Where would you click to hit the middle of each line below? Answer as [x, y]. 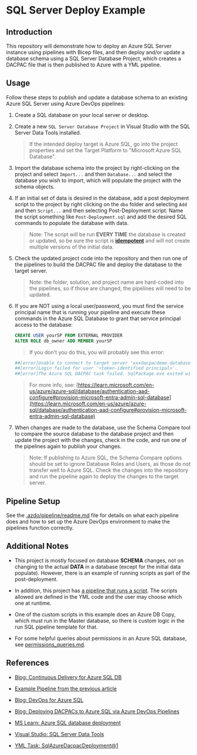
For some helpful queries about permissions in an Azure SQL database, [101, 638]
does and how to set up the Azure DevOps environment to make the [88, 521]
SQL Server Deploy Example [76, 10]
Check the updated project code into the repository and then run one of [101, 258]
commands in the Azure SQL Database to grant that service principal [98, 318]
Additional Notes [38, 546]
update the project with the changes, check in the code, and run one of [101, 440]
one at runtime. [33, 603]
